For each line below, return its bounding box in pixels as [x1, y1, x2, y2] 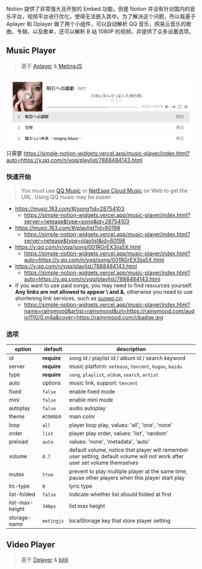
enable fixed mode [69, 388, 115, 395]
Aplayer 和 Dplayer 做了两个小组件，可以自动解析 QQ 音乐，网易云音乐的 [6, 20, 186, 27]
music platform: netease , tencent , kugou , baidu [69, 362, 182, 370]
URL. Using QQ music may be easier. [20, 193, 112, 201]
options [42, 379, 61, 387]
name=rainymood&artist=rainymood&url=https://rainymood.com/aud [23, 307, 195, 314]
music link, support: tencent [69, 379, 138, 387]
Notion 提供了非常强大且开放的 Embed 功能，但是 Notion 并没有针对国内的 [6, 5, 191, 12]
